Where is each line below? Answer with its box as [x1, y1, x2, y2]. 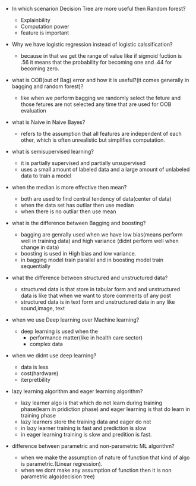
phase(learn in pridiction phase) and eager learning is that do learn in [20, 406, 190, 413]
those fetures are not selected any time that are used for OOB [20, 101, 172, 108]
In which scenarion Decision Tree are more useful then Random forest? [11, 5, 186, 12]
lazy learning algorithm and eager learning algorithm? [11, 388, 143, 395]
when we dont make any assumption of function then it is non [20, 467, 172, 473]
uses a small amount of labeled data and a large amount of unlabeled [20, 166, 190, 173]
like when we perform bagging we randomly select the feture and [20, 95, 181, 101]
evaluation [20, 107, 46, 114]
